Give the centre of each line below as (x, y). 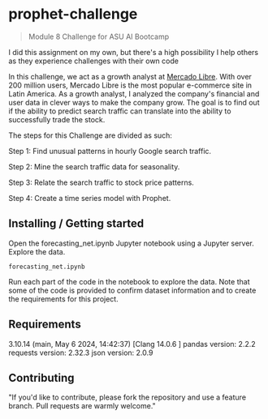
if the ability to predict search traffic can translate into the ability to (120, 111)
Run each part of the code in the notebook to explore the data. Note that (129, 281)
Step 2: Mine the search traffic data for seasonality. (94, 166)
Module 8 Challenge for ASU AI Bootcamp (98, 36)
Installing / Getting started (76, 224)
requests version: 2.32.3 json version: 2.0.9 (81, 353)
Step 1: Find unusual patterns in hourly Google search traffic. (110, 151)
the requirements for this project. (64, 299)
